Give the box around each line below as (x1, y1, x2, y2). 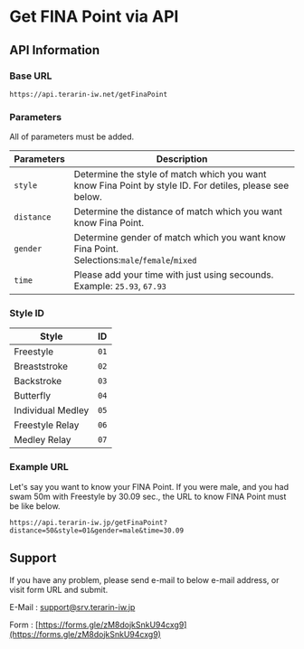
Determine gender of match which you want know (73, 231, 287, 244)
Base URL (9, 70, 52, 82)
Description (156, 153, 208, 165)
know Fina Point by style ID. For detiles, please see (73, 179, 290, 192)
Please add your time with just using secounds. (73, 268, 274, 281)
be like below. (9, 500, 61, 512)
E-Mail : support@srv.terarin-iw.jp (9, 601, 136, 612)
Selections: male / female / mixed (73, 254, 197, 267)
